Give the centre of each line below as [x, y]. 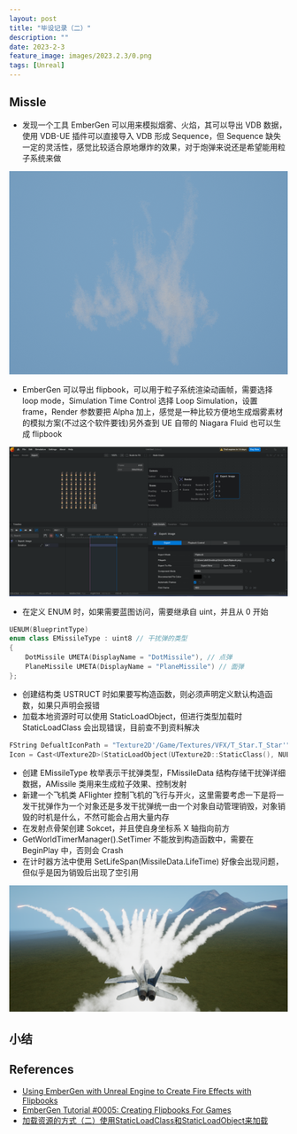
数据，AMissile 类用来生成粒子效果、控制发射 [104, 783]
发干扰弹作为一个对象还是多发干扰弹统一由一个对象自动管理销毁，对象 [150, 805]
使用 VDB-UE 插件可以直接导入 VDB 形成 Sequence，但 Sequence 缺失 [151, 136]
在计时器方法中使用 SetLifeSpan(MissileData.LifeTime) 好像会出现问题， [152, 861]
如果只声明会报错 [69, 705]
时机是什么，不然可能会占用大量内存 [103, 817]
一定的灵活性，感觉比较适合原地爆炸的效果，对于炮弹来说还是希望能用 [150, 147]
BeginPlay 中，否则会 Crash [72, 850]
